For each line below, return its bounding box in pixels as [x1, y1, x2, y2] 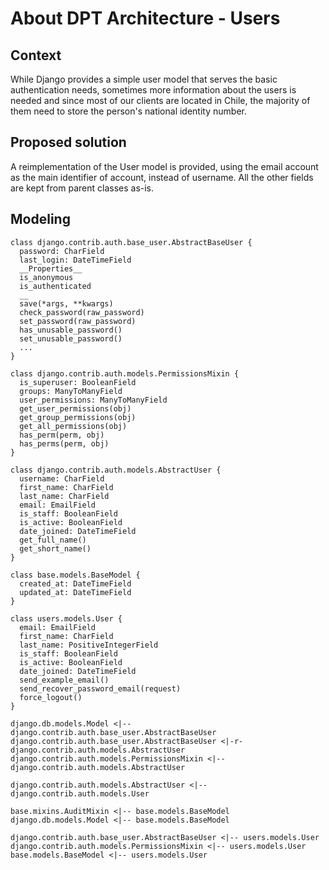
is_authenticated [19, 281, 92, 291]
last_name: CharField [19, 491, 110, 501]
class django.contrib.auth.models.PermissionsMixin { [10, 368, 240, 379]
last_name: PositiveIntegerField [19, 640, 159, 650]
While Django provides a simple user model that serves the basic [10, 73, 278, 85]
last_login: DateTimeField [19, 255, 132, 265]
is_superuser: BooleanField [19, 377, 137, 387]
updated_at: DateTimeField [19, 587, 132, 597]
